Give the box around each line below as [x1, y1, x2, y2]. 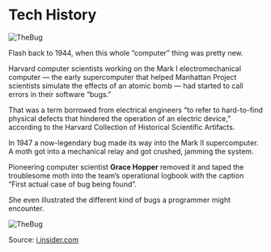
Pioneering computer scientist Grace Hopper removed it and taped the [8, 162, 244, 171]
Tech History [8, 6, 97, 24]
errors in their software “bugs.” [8, 89, 112, 99]
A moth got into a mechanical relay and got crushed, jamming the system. [8, 146, 254, 156]
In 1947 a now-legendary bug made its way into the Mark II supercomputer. [8, 137, 259, 147]
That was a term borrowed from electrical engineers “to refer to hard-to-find [8, 105, 263, 115]
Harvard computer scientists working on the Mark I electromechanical [8, 63, 241, 73]
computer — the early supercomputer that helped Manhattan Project [8, 72, 237, 82]
